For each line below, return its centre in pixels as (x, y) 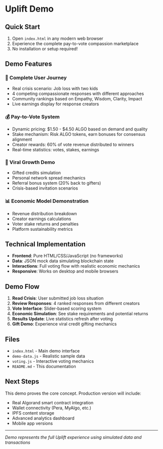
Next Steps (22, 382)
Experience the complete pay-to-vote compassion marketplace (75, 44)
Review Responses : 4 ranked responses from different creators (76, 304)
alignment (22, 139)
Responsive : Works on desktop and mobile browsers (65, 271)
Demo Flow (22, 286)
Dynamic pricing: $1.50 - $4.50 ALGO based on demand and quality (80, 129)
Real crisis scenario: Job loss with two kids (55, 88)
